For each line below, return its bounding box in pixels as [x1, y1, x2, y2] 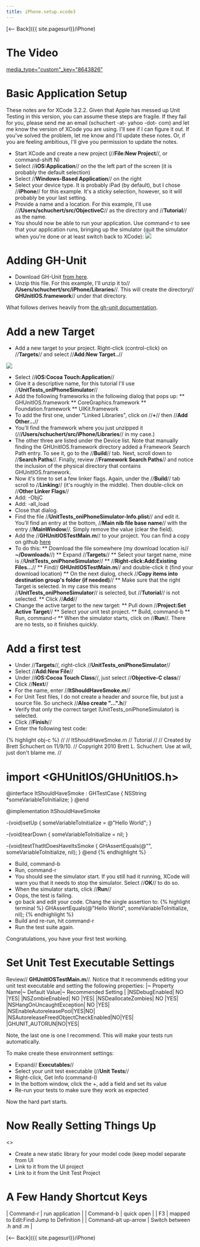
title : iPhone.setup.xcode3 [6, 8, 76, 15]
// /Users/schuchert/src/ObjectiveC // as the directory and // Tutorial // [14, 206, 187, 214]
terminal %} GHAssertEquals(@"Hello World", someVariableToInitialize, [14, 905, 189, 912]
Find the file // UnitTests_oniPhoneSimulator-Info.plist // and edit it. [14, 513, 180, 520]
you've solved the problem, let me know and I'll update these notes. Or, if [6, 132, 186, 139]
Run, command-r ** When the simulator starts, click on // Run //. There [14, 615, 186, 622]
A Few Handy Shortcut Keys [6, 1190, 148, 1204]
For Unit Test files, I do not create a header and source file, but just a [14, 693, 183, 700]
